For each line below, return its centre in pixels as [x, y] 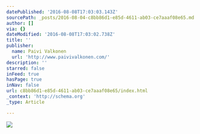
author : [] [20, 23]
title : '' [19, 40]
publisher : [20, 46]
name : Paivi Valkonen [39, 52]
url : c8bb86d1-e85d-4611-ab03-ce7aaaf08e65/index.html [77, 91]
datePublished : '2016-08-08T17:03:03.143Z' [62, 12]
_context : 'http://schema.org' [46, 96]
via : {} [16, 29]
